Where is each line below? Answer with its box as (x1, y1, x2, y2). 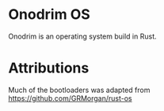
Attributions (8, 59, 90, 77)
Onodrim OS (8, 6, 91, 24)
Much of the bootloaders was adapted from (8, 85, 151, 94)
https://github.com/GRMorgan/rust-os (8, 93, 132, 103)
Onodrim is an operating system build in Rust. (8, 31, 157, 41)
